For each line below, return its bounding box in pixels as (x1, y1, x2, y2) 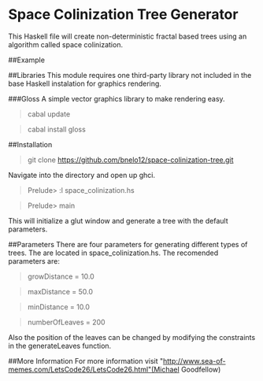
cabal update (27, 109, 71, 119)
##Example (8, 55, 46, 65)
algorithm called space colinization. (8, 39, 124, 49)
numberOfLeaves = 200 (27, 317, 106, 327)
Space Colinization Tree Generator (8, 6, 239, 24)
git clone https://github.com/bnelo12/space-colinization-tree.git (27, 155, 234, 165)
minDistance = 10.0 (27, 301, 91, 312)
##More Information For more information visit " (8, 356, 164, 365)
